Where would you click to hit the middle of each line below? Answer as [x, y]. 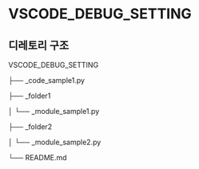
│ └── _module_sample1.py [54, 111]
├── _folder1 [30, 96]
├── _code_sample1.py [47, 80]
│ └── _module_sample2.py [55, 142]
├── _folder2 [30, 127]
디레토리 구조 [39, 45]
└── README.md [38, 157]
